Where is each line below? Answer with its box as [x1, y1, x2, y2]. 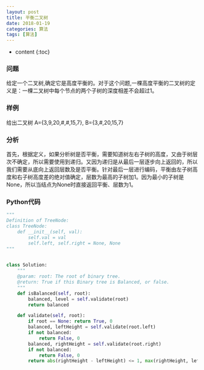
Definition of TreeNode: [6, 217, 69, 224]
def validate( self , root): [17, 313, 86, 319]
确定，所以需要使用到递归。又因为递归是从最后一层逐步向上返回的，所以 [16, 158, 198, 166]
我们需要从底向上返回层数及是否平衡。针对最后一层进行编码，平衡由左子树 [6, 166, 192, 173]
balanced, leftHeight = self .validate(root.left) [28, 324, 156, 330]
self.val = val [28, 234, 67, 240]
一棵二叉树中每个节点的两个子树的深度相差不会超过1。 [22, 87, 158, 94]
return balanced [28, 302, 69, 308]
